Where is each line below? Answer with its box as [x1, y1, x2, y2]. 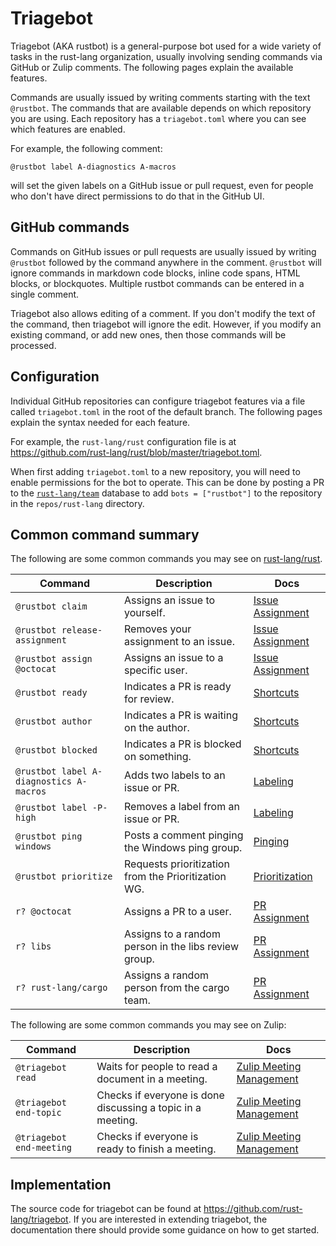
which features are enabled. [10, 123, 126, 135]
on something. [124, 750, 192, 764]
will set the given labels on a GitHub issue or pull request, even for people [10, 179, 314, 191]
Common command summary [10, 526, 200, 543]
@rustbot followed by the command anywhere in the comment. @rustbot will [10, 256, 322, 268]
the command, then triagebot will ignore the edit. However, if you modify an [10, 318, 322, 330]
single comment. [10, 288, 80, 300]
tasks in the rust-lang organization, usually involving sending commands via [10, 50, 323, 62]
